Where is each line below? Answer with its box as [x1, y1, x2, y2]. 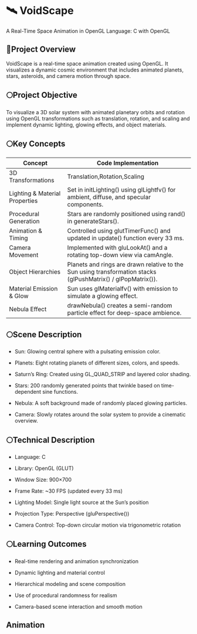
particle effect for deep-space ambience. [67, 309, 182, 317]
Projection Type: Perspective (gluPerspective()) [14, 510, 130, 517]
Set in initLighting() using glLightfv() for [67, 186, 176, 194]
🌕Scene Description [6, 329, 82, 339]
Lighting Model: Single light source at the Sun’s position [14, 499, 149, 506]
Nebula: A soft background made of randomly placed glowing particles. [14, 400, 188, 407]
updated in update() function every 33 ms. [67, 234, 185, 243]
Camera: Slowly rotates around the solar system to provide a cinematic [14, 411, 186, 418]
